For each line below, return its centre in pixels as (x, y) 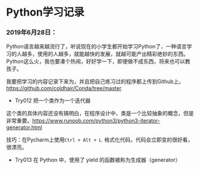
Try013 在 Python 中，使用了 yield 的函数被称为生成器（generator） (98, 160)
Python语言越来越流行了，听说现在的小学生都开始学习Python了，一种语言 (97, 47)
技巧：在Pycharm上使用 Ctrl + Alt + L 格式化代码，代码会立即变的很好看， (100, 140)
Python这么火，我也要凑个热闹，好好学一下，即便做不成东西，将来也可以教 (98, 62)
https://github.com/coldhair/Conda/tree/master (64, 88)
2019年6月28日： (32, 32)
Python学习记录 (45, 12)
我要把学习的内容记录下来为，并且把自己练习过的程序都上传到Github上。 (95, 82)
